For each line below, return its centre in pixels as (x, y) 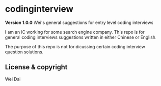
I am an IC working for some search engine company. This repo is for (75, 32)
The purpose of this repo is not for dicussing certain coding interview (75, 46)
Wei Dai (13, 79)
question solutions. (24, 52)
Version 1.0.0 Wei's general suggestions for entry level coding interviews (79, 22)
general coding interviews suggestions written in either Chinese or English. (81, 37)
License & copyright (36, 67)
